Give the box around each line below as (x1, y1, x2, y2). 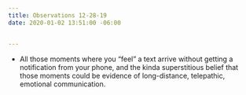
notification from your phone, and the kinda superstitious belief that (19, 62, 238, 71)
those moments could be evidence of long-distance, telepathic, (19, 71, 226, 80)
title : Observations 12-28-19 (8, 11, 108, 20)
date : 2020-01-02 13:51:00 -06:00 (8, 19, 122, 27)
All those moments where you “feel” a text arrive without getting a (19, 54, 233, 64)
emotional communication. (19, 79, 106, 89)
